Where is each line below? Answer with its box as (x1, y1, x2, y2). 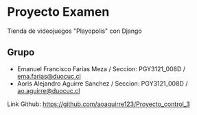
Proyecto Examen (7, 4, 110, 20)
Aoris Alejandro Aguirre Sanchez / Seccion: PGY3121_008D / (16, 79, 188, 88)
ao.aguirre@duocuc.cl (16, 86, 80, 94)
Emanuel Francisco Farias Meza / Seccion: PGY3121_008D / (16, 64, 186, 73)
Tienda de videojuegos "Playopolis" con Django (7, 27, 142, 35)
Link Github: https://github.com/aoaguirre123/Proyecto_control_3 (7, 100, 190, 108)
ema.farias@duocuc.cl (16, 72, 81, 80)
